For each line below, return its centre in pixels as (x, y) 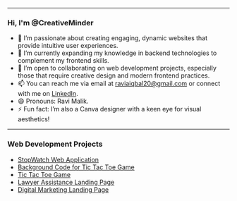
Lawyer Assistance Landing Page (66, 182)
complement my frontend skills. (63, 61)
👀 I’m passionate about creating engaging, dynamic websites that (113, 38)
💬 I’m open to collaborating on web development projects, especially (117, 68)
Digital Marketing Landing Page (63, 189)
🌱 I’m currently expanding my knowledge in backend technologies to (117, 53)
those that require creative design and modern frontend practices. (114, 75)
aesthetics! (34, 119)
